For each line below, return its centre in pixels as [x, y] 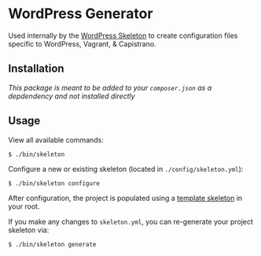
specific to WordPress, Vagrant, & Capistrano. [82, 43]
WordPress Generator [81, 14]
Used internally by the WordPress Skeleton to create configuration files [123, 35]
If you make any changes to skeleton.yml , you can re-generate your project [131, 221]
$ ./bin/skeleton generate [52, 244]
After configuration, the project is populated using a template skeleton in [125, 198]
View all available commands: [56, 139]
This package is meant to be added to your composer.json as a [110, 87]
